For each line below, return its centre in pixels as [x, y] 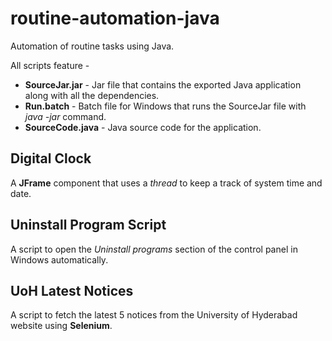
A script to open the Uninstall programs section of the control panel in [154, 249]
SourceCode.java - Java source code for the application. [143, 127]
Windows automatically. [59, 259]
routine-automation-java [115, 18]
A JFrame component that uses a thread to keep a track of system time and [166, 183]
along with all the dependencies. [92, 95]
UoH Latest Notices [72, 290]
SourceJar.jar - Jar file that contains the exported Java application [163, 84]
